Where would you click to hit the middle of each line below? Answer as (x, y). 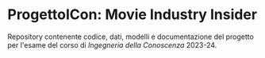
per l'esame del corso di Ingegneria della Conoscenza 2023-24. (112, 44)
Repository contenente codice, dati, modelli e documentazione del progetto (131, 37)
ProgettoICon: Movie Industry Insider (132, 15)
